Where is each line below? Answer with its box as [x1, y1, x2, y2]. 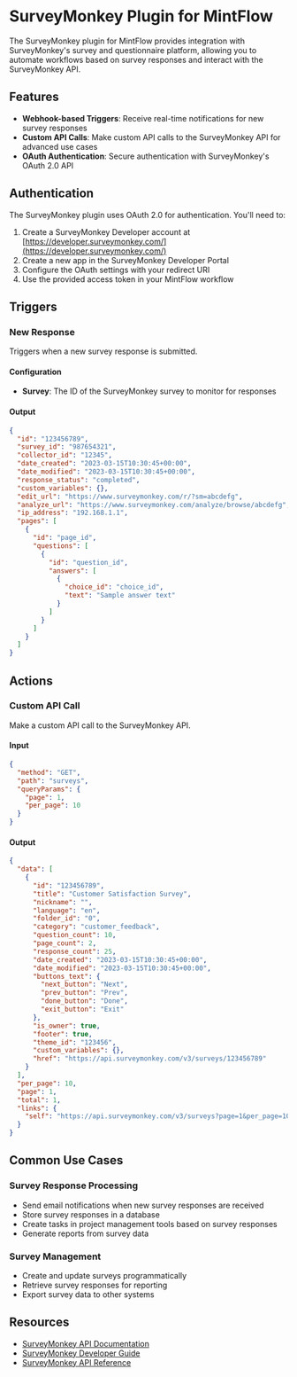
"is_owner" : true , [32, 1021, 101, 1030]
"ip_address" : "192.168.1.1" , [17, 508, 128, 518]
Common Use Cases [9, 1153, 124, 1168]
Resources [9, 1315, 70, 1330]
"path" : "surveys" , [17, 776, 89, 786]
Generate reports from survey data [21, 1228, 149, 1239]
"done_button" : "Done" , [41, 997, 128, 1005]
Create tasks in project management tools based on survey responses [21, 1218, 278, 1229]
